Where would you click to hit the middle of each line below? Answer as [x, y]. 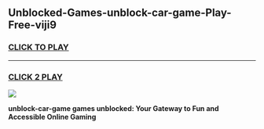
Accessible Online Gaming [52, 116]
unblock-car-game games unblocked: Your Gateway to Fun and [114, 108]
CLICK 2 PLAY [35, 77]
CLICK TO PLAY [38, 48]
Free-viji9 [33, 25]
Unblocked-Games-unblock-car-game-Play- [120, 13]
